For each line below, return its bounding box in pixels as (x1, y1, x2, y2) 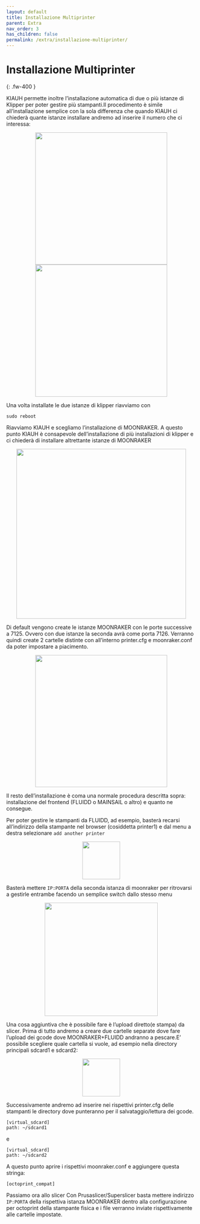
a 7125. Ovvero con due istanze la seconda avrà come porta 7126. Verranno (6, 630, 194, 637)
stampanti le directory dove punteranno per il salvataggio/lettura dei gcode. (6, 1107, 194, 1115)
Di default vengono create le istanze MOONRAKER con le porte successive (6, 623, 192, 631)
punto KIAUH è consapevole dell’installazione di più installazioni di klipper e (6, 430, 194, 437)
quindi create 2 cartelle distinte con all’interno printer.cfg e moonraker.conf (6, 636, 193, 643)
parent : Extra (6, 20, 42, 26)
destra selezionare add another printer (6, 829, 105, 837)
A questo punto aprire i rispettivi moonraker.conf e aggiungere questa (6, 1162, 180, 1170)
